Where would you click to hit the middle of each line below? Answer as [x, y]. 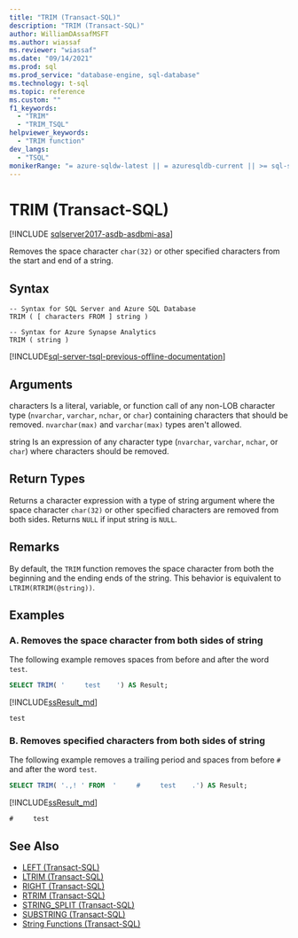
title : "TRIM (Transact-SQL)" [65, 17]
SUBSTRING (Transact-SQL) [74, 915]
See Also [34, 846]
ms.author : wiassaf [45, 42]
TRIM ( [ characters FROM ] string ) [79, 317]
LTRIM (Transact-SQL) [63, 877]
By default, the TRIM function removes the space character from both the [142, 568]
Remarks [35, 547]
